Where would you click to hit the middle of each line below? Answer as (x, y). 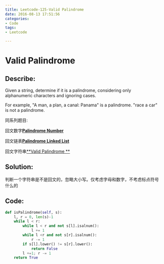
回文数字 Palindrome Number (34, 131)
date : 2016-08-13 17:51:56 (32, 14)
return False (44, 249)
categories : (17, 19)
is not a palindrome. (25, 110)
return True (26, 258)
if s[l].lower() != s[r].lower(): (58, 244)
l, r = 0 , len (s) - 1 (34, 217)
